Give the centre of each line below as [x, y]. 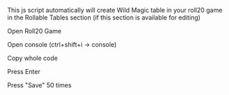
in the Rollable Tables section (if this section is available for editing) [104, 17]
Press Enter [24, 72]
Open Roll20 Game [34, 31]
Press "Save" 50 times [39, 85]
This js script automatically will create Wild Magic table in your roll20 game [115, 10]
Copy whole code [32, 58]
